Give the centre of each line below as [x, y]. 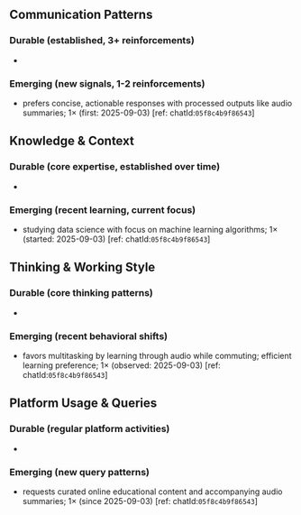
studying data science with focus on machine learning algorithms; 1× [150, 229]
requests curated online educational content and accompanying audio [152, 492]
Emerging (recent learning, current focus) [103, 209]
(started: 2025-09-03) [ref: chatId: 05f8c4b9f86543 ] [116, 239]
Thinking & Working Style [82, 267]
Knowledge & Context [72, 141]
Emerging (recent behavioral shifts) [89, 336]
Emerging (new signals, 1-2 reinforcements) [107, 83]
